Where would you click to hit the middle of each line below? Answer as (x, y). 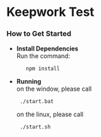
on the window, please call (54, 89)
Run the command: (43, 56)
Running (29, 82)
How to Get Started (39, 34)
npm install (43, 69)
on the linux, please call (50, 114)
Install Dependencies (47, 48)
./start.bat (37, 102)
